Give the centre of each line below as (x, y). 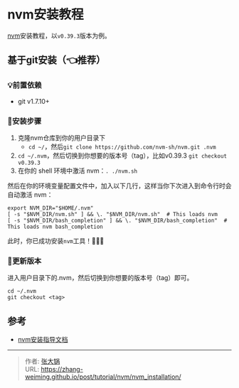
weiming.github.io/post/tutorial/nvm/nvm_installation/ (103, 377)
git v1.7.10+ (33, 101)
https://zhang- (62, 370)
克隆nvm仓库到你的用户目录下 (61, 138)
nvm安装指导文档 (43, 340)
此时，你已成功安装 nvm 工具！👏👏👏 (56, 241)
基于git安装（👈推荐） (57, 60)
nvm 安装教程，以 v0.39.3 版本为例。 (59, 36)
